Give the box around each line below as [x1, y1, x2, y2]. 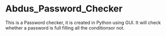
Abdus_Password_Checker [5, 3, 123, 14]
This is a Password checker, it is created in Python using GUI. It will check [5, 19, 161, 25]
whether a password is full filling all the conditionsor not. [5, 24, 125, 30]
